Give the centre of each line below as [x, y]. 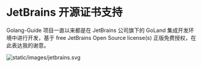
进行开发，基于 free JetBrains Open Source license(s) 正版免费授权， [104, 37]
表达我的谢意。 [30, 45]
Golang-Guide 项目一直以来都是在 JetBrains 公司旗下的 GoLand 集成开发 [98, 30]
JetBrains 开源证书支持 [65, 12]
